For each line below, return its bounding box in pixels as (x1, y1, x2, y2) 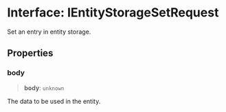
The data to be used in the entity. (7, 97, 101, 105)
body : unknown (23, 84, 65, 92)
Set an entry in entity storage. (7, 27, 91, 36)
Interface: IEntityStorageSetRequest (7, 5, 219, 21)
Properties (7, 47, 54, 59)
